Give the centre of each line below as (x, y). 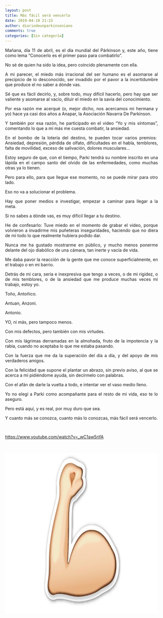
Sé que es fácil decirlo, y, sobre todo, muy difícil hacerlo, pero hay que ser (81, 94)
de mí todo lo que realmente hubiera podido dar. (53, 235)
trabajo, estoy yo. (22, 284)
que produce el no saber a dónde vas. (43, 85)
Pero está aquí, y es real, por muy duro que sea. (53, 409)
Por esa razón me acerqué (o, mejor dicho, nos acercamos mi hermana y (81, 109)
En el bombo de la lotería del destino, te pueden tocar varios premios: (81, 138)
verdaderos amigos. (25, 360)
